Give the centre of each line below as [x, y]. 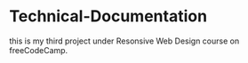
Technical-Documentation [108, 16]
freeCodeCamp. [39, 50]
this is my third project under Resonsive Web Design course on [124, 41]
